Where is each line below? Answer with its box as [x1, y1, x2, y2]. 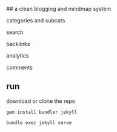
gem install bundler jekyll [6, 109, 78, 115]
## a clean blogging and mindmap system [6, 5, 112, 12]
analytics [6, 52, 29, 59]
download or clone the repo [6, 97, 76, 105]
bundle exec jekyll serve [6, 119, 72, 126]
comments [6, 64, 33, 71]
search [6, 28, 24, 36]
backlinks [6, 41, 30, 47]
